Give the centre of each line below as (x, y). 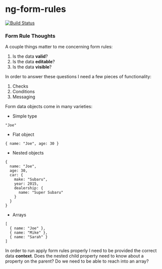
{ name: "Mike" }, (29, 233)
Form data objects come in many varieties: (49, 107)
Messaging (24, 97)
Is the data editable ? (34, 62)
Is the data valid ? (30, 56)
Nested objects (28, 153)
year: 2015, (26, 184)
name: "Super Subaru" (41, 193)
